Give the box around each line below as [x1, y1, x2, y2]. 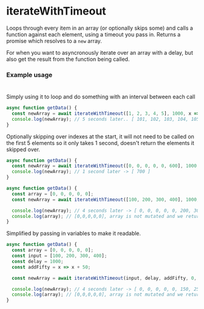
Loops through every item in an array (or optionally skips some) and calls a [6, 24, 193, 32]
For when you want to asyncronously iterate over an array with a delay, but [6, 49, 193, 56]
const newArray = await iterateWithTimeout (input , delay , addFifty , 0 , [12, 275, 197, 281]
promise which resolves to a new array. [6, 37, 102, 44]
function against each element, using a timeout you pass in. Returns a [6, 30, 181, 38]
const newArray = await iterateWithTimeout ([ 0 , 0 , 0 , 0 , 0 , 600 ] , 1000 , [12, 163, 200, 169]
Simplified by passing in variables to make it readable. [6, 229, 141, 237]
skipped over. [6, 146, 41, 153]
